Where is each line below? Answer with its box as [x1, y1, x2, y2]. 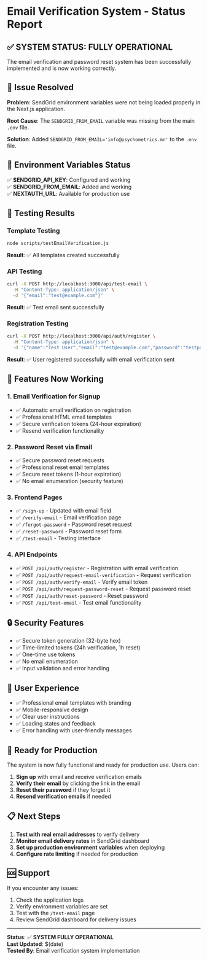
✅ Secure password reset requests [15, 457, 105, 464]
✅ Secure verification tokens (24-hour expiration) [15, 420, 142, 427]
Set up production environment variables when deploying [15, 843, 165, 851]
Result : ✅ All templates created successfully [7, 252, 120, 259]
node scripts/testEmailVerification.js [7, 241, 109, 247]
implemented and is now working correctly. [7, 64, 117, 72]
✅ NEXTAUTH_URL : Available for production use [7, 190, 130, 197]
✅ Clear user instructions [15, 713, 80, 721]
